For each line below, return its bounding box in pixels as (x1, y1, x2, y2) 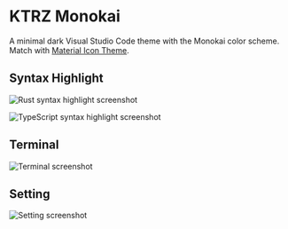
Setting (9, 186, 51, 201)
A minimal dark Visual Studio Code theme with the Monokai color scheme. (9, 36, 280, 46)
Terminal (9, 138, 59, 153)
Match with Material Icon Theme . (9, 44, 130, 55)
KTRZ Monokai (9, 6, 121, 27)
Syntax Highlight (9, 71, 104, 86)
